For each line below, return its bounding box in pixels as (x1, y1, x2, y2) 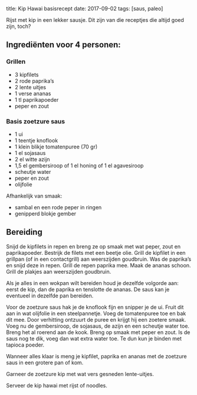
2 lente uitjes (14, 83, 46, 90)
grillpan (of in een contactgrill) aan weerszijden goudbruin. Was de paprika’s (6, 255, 192, 263)
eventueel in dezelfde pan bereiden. (6, 292, 94, 299)
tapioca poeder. (6, 341, 45, 348)
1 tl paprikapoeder (14, 96, 59, 103)
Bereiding (6, 227, 42, 237)
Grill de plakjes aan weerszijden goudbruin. (6, 268, 111, 275)
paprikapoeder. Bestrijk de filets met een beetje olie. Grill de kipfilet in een (6, 249, 186, 256)
